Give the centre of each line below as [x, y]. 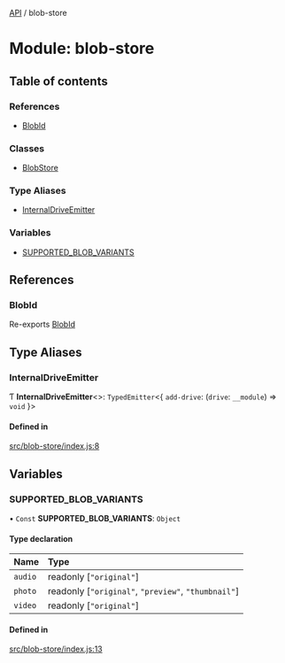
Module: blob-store [82, 49]
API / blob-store [39, 13]
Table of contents [58, 81]
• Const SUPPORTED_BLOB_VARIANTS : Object [95, 519]
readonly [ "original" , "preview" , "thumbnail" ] [143, 591]
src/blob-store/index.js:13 [56, 649]
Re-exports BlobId [42, 324]
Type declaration [41, 538]
